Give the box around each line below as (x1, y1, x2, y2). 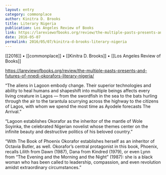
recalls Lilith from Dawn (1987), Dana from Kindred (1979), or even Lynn (5, 148, 151, 154)
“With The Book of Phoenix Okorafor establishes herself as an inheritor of (5, 138, 155, 144)
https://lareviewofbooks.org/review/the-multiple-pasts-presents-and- (5, 68, 147, 73)
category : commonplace (5, 12, 52, 17)
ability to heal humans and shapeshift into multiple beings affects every (5, 87, 150, 94)
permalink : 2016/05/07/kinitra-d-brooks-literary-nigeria (5, 39, 127, 44)
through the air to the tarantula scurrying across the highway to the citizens (5, 98, 159, 104)
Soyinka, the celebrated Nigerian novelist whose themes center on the (5, 123, 148, 129)
